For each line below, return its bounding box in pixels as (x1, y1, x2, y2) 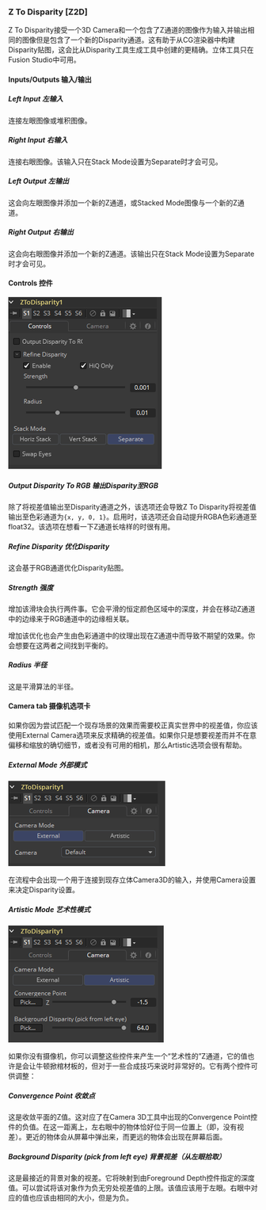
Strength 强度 (8, 582, 54, 592)
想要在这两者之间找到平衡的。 (14, 640, 112, 650)
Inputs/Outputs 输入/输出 (8, 74, 93, 84)
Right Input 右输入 (8, 136, 68, 145)
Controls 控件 (8, 278, 53, 288)
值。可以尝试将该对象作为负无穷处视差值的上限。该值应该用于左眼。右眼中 (8, 1183, 251, 1193)
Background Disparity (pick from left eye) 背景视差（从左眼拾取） (8, 1151, 226, 1161)
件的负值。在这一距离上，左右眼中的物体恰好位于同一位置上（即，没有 (8, 1122, 237, 1132)
